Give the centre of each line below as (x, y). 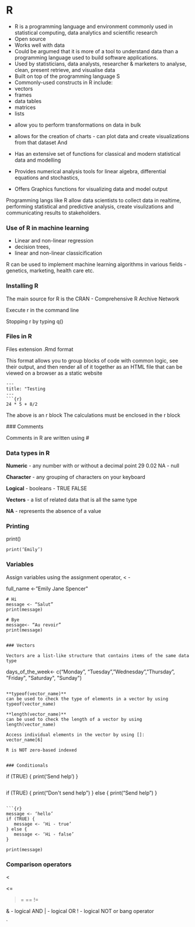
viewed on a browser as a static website (54, 373)
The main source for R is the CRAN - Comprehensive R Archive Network (93, 299)
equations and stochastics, (47, 177)
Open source (30, 39)
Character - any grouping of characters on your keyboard (76, 477)
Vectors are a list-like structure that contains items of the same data (98, 656)
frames (23, 95)
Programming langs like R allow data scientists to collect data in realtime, (94, 200)
